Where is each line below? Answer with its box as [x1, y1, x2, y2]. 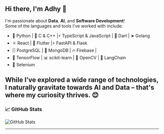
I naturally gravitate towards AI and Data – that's [5, 83, 155, 92]
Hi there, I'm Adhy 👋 [5, 5, 67, 13]
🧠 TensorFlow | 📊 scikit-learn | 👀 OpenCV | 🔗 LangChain [12, 55, 126, 60]
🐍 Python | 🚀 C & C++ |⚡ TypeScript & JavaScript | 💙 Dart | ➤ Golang [12, 33, 150, 38]
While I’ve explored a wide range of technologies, [5, 76, 159, 84]
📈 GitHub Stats [5, 106, 42, 113]
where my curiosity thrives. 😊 [5, 91, 99, 99]
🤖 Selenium [12, 61, 35, 67]
